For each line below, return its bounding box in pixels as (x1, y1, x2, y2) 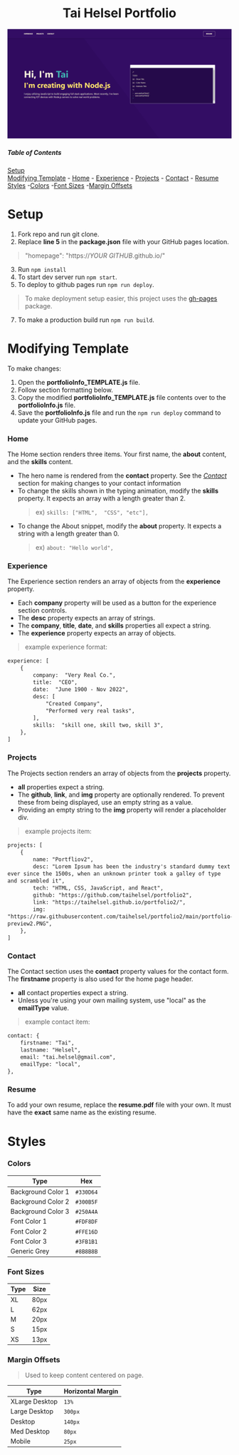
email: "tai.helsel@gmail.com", (20, 1054, 116, 1061)
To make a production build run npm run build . (17, 316, 154, 324)
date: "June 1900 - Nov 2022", (33, 686, 129, 693)
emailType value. (17, 1004, 70, 1012)
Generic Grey (10, 1247, 50, 1256)
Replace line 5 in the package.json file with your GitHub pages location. (17, 237, 230, 246)
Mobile (10, 1437, 31, 1446)
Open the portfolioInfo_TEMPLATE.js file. (17, 378, 141, 386)
